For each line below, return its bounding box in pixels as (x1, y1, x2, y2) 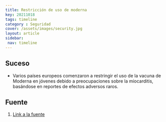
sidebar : (5, 36, 24, 41)
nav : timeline (7, 40, 37, 46)
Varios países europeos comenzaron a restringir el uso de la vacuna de (12, 72, 161, 78)
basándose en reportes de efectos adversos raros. (12, 83, 118, 89)
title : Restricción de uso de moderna (5, 7, 87, 13)
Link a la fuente (12, 111, 45, 117)
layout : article (5, 31, 39, 36)
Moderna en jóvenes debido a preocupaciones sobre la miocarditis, (12, 78, 153, 84)
